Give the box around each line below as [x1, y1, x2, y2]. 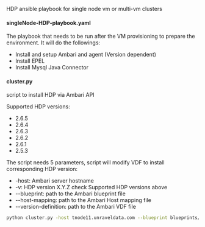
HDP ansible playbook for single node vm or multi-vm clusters [6, 5, 163, 12]
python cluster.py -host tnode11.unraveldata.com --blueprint [6, 215, 168, 221]
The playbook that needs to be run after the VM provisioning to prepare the [6, 33, 195, 40]
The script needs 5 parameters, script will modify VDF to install [6, 159, 165, 166]
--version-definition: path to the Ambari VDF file [15, 203, 136, 211]
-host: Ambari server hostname [15, 177, 95, 184]
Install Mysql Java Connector [15, 64, 88, 71]
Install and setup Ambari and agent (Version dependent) [15, 51, 157, 58]
